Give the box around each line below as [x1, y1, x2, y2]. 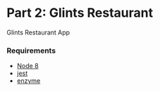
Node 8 [16, 62, 39, 70]
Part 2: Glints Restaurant [6, 5, 153, 21]
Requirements [6, 46, 56, 55]
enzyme [16, 77, 41, 85]
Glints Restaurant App [6, 28, 70, 37]
